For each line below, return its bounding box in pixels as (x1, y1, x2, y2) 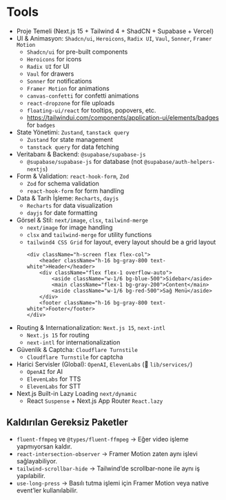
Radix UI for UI (26, 62, 70, 70)
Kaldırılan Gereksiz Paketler (6, 417, 128, 428)
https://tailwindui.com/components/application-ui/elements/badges (26, 113, 219, 121)
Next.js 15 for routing (26, 331, 90, 339)
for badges (26, 121, 56, 129)
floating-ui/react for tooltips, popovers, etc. (26, 106, 156, 114)
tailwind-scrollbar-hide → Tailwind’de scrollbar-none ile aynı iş (16, 464, 201, 472)
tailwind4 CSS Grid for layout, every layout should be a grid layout (26, 238, 216, 246)
